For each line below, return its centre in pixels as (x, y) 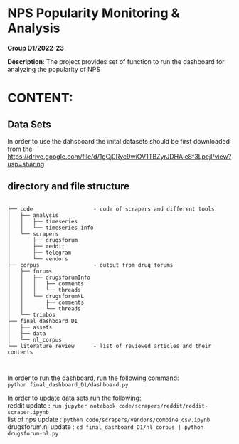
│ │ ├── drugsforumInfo (49, 277)
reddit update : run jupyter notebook (62, 405)
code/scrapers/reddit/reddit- (163, 406)
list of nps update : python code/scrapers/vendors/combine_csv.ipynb (109, 419)
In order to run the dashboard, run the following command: (93, 378)
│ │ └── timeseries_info (51, 228)
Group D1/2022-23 (36, 48)
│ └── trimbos (31, 314)
